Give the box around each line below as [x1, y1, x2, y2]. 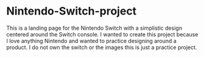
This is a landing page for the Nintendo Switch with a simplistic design [6, 24, 183, 32]
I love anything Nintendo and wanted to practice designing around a [6, 37, 177, 44]
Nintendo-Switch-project [6, 4, 137, 18]
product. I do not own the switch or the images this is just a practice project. [6, 44, 197, 51]
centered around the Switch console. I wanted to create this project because [6, 30, 199, 38]
